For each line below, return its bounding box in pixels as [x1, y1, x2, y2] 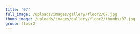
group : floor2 [5, 21, 36, 26]
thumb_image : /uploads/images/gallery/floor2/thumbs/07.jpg [5, 16, 136, 21]
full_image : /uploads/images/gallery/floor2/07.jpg [5, 12, 117, 17]
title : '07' [5, 7, 31, 12]
